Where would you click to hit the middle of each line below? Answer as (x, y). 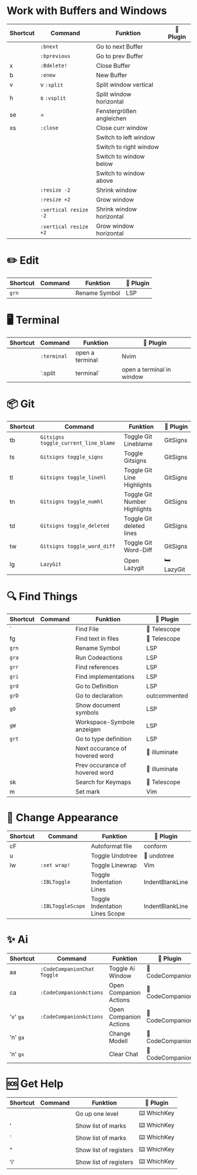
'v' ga (17, 1016)
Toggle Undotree (114, 855)
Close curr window (122, 128)
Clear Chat (123, 1054)
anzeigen (88, 729)
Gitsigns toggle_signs (72, 457)
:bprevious (56, 56)
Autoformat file (111, 846)
